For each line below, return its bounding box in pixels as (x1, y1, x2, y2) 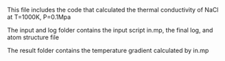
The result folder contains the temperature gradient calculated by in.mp (7, 47, 209, 54)
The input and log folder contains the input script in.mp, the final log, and (7, 26, 213, 34)
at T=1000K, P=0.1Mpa (7, 13, 71, 21)
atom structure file (7, 33, 60, 41)
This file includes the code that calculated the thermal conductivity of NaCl (7, 6, 219, 14)
